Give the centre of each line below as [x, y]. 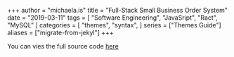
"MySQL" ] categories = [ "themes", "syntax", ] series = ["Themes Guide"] [114, 25]
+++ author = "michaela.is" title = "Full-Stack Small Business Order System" [118, 10]
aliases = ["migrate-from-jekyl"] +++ [60, 32]
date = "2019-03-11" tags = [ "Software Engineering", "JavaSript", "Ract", [112, 18]
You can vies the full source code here [63, 46]
